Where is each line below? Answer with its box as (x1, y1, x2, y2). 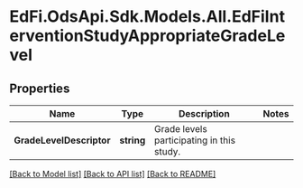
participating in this (153, 134, 236, 146)
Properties (9, 80, 70, 96)
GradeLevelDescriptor (14, 134, 111, 146)
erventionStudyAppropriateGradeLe (9, 25, 286, 46)
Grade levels (153, 123, 207, 135)
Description (179, 108, 230, 119)
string (119, 134, 146, 146)
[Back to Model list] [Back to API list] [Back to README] (9, 169, 216, 179)
